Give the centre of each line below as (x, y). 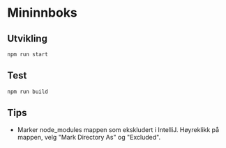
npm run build (28, 92)
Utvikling (27, 39)
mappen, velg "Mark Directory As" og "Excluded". (89, 137)
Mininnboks (43, 13)
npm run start (28, 54)
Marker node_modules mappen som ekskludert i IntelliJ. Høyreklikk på (118, 129)
